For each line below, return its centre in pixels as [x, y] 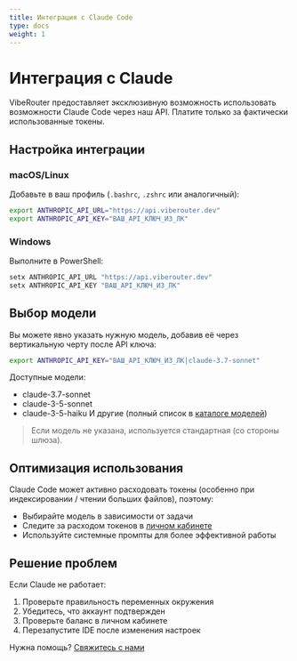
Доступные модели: [48, 377]
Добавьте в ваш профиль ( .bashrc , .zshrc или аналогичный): [124, 194]
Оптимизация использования [96, 468]
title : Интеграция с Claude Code [71, 17]
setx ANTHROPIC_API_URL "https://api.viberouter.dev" [111, 278]
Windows [30, 241]
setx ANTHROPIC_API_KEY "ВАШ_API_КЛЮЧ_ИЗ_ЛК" [95, 286]
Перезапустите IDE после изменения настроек [112, 630]
